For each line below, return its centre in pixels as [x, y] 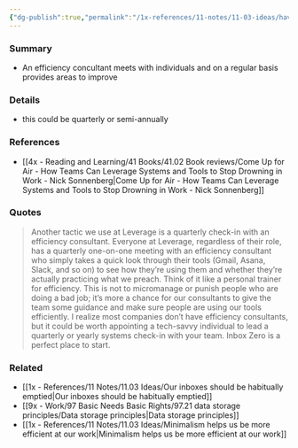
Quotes [25, 212]
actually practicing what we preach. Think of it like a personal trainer [156, 279]
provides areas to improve [70, 77]
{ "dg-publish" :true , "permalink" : [71, 17]
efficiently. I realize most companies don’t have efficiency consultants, [159, 316]
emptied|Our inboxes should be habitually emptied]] [117, 397]
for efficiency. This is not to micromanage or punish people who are [155, 288]
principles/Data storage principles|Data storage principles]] [130, 415]
